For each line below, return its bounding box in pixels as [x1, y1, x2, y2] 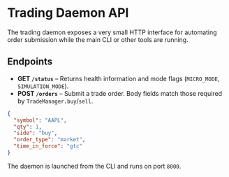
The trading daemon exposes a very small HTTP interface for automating [7, 28, 218, 36]
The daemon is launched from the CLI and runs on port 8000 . [7, 162, 182, 170]
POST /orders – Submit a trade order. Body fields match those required [17, 89, 222, 97]
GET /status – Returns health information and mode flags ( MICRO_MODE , [17, 74, 220, 83]
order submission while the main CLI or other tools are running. [7, 35, 189, 43]
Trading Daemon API [7, 5, 129, 21]
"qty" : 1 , [13, 123, 42, 130]
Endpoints [7, 56, 53, 68]
